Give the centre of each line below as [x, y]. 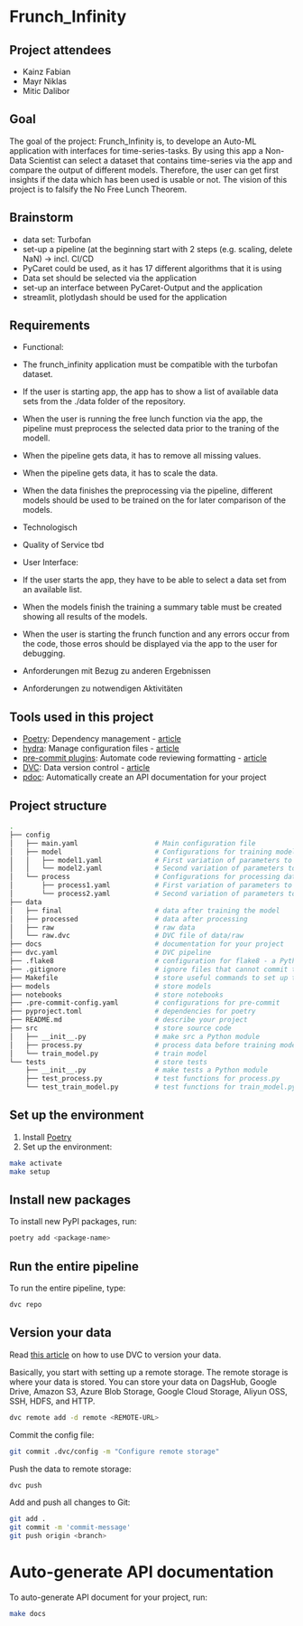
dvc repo [26, 1305]
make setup [30, 1172]
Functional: [43, 347]
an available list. [52, 590]
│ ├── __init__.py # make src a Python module [134, 1036]
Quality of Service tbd [63, 545]
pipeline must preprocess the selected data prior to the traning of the [151, 429]
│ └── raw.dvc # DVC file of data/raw [127, 936]
